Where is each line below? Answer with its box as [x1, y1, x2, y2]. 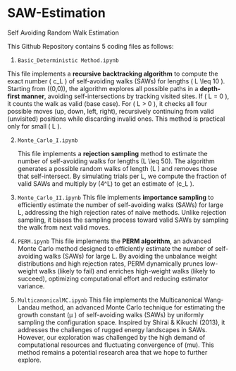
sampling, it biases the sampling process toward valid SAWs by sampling [17, 216, 229, 224]
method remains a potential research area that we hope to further [17, 348, 208, 356]
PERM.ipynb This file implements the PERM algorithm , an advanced [17, 237, 211, 245]
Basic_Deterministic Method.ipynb [17, 57, 119, 64]
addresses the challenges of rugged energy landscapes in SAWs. [17, 325, 208, 334]
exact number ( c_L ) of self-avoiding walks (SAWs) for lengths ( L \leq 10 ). [7, 76, 225, 86]
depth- [199, 84, 221, 93]
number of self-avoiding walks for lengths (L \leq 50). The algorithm [17, 157, 215, 165]
